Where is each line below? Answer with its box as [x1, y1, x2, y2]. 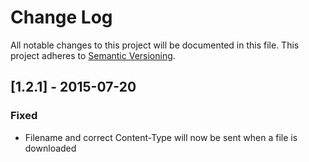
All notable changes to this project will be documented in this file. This [10, 39, 300, 51]
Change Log [10, 6, 113, 29]
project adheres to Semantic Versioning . [10, 49, 176, 61]
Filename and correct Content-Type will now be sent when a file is [24, 131, 298, 143]
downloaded [24, 142, 77, 154]
